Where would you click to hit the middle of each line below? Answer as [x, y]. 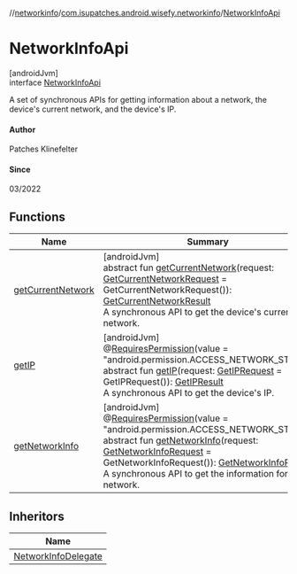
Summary [208, 242]
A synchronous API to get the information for [196, 474]
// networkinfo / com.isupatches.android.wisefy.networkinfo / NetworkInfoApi [145, 13]
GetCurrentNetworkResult [157, 301]
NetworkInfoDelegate [58, 555]
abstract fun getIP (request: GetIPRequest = [193, 371]
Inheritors [37, 516]
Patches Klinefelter [44, 149]
